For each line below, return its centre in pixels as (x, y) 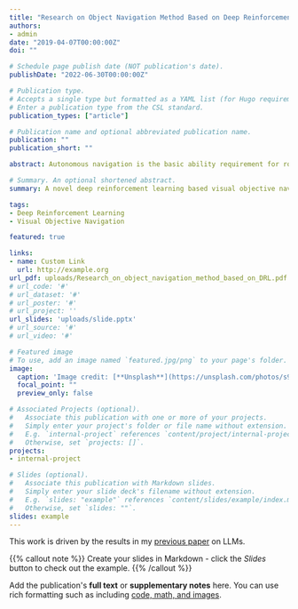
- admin (24, 34)
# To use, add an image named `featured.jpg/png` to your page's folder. (149, 360)
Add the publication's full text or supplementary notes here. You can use (144, 585)
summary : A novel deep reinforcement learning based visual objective (142, 188)
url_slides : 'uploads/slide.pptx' (73, 320)
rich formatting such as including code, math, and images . (115, 595)
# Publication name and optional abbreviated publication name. (130, 132)
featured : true (37, 237)
